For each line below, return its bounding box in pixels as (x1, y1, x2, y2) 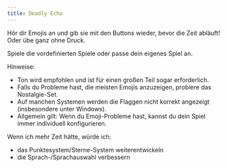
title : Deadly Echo (7, 10, 63, 17)
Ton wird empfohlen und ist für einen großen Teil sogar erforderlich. (16, 76, 209, 84)
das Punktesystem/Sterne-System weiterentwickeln (16, 145, 164, 154)
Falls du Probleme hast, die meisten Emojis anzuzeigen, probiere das (16, 83, 211, 91)
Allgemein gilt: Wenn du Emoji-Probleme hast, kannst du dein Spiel (16, 112, 206, 120)
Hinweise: (7, 62, 36, 70)
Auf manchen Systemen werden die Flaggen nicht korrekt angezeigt (16, 97, 210, 106)
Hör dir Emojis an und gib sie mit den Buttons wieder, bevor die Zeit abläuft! (7, 29, 221, 37)
